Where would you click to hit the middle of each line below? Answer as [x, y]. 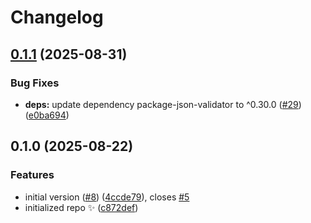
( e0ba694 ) [47, 115]
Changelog [57, 17]
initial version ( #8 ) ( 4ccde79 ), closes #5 [107, 197]
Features [32, 175]
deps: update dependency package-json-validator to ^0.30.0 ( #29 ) [163, 104]
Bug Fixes [35, 83]
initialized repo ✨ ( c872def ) [81, 207]
